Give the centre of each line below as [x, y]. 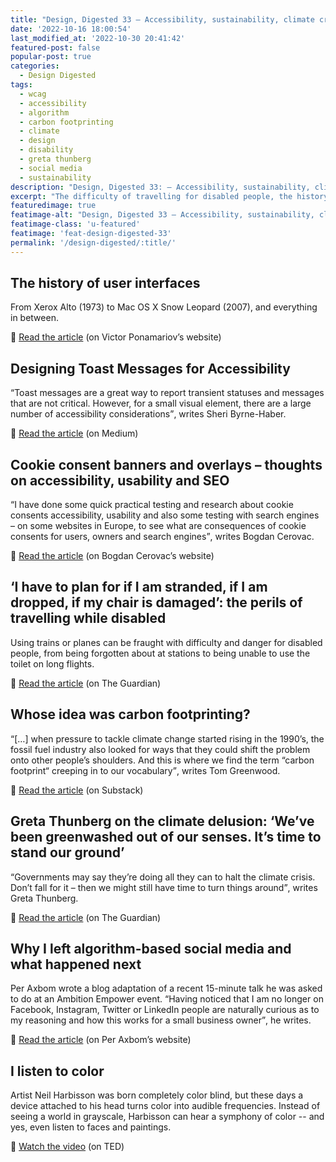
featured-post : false [55, 47]
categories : [35, 66]
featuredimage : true [53, 206]
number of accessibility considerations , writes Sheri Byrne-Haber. [148, 414]
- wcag [33, 94]
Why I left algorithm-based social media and [151, 948]
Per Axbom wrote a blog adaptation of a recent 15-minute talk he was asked [166, 988]
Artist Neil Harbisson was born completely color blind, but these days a [157, 1095]
